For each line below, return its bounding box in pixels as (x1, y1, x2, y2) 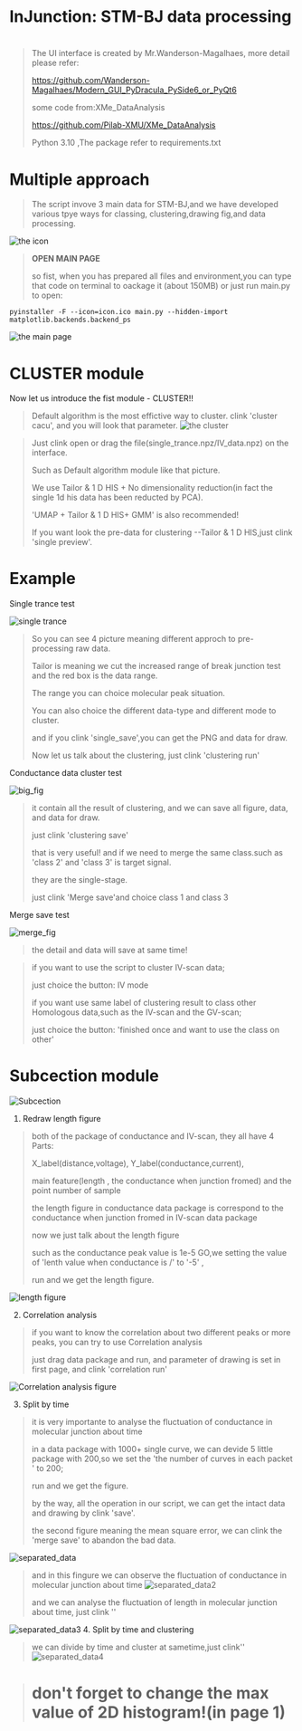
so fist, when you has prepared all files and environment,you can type (31, 271, 292, 282)
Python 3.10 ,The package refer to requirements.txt (31, 138, 222, 148)
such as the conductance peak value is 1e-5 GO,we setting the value (31, 1248, 288, 1258)
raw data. (75, 643, 111, 654)
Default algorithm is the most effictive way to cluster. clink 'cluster (31, 410, 278, 422)
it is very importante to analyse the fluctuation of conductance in (31, 1417, 273, 1428)
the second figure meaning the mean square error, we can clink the (31, 1525, 283, 1536)
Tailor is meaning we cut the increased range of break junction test (31, 661, 281, 672)
